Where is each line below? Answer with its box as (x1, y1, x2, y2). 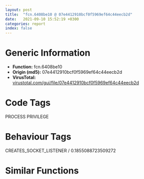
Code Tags (5, 97, 51, 109)
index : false (5, 26, 32, 31)
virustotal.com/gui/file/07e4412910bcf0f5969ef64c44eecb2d (12, 80, 140, 86)
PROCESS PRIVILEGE (5, 114, 49, 120)
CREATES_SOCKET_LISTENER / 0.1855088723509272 (5, 148, 116, 154)
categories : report (5, 21, 46, 26)
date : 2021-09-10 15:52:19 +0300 (5, 16, 79, 21)
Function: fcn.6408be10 (12, 64, 62, 70)
